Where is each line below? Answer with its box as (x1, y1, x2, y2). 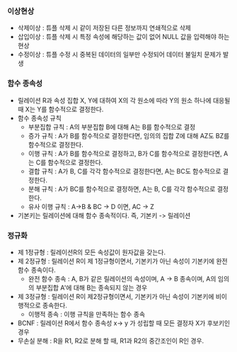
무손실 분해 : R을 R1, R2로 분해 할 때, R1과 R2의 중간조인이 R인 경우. (17, 336, 204, 345)
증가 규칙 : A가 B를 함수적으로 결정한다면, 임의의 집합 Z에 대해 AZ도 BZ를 (28, 131, 230, 140)
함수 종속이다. (17, 266, 57, 274)
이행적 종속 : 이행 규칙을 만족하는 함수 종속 (28, 310, 146, 318)
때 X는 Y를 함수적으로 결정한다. (17, 105, 104, 113)
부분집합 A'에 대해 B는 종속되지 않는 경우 (35, 283, 148, 292)
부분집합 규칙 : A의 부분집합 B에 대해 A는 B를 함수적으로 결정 (28, 123, 196, 131)
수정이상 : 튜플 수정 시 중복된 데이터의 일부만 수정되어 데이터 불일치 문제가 (17, 50, 221, 59)
